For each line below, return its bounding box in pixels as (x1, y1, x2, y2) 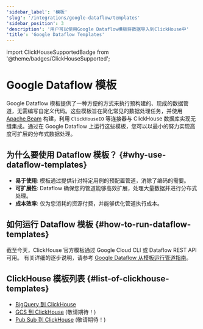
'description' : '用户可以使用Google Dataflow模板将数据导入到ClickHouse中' (6, 26, 190, 32)
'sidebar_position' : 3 (6, 20, 64, 26)
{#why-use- (118, 150, 166, 160)
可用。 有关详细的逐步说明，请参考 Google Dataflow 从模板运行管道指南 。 (6, 254, 192, 261)
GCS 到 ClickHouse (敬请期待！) (15, 308, 96, 316)
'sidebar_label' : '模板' (6, 9, 68, 15)
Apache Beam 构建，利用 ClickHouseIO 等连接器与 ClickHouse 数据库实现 (6, 115, 191, 122)
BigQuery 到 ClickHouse (15, 300, 76, 308)
